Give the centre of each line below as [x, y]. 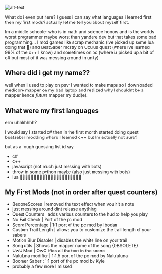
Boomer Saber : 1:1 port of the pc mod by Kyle [58, 261]
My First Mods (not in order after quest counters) [81, 193]
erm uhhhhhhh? [21, 122]
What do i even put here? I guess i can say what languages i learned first [78, 17]
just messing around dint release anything [54, 209]
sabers [19, 235]
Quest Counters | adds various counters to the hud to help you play [80, 214]
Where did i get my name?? [47, 73]
